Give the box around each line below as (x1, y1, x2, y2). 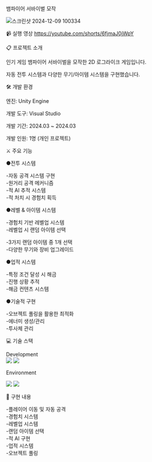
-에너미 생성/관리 (6, 318, 45, 325)
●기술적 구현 (6, 298, 36, 305)
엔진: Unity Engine (6, 98, 50, 104)
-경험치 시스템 (6, 413, 38, 420)
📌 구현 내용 (6, 394, 31, 400)
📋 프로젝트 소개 (6, 44, 43, 51)
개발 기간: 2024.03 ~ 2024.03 (6, 122, 76, 129)
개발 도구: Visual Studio (6, 110, 61, 117)
